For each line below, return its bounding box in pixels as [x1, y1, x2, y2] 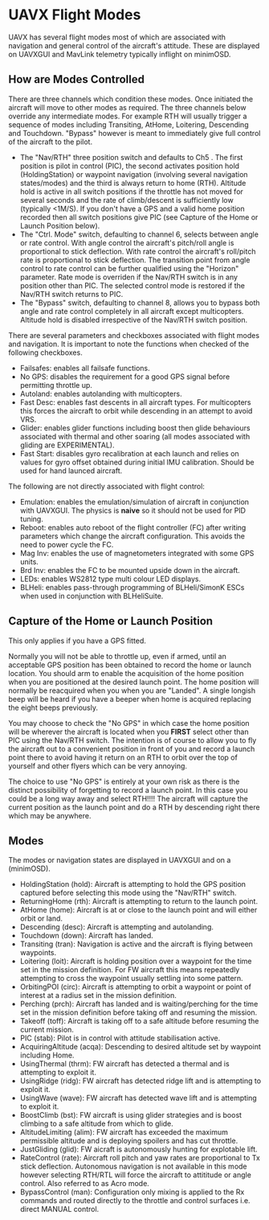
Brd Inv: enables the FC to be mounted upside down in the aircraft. [19, 565, 241, 575]
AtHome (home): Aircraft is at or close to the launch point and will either [19, 905, 258, 915]
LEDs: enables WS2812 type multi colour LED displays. [19, 574, 202, 583]
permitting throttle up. [19, 380, 92, 389]
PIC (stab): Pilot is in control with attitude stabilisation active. [19, 1033, 221, 1043]
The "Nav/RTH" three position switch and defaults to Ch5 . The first [19, 152, 243, 162]
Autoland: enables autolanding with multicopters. [19, 389, 182, 398]
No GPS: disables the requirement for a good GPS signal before [19, 372, 230, 381]
